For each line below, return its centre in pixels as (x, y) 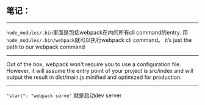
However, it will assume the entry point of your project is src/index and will (100, 70)
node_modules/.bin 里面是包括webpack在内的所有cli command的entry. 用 (97, 32)
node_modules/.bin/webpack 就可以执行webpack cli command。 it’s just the (99, 40)
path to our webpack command (46, 47)
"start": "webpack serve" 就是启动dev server (64, 95)
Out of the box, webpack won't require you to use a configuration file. (94, 64)
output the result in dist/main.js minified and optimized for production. (94, 77)
